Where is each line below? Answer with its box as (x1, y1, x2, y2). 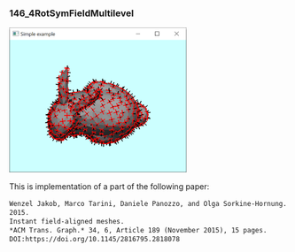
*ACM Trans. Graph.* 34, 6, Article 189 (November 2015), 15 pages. (9, 226, 268, 235)
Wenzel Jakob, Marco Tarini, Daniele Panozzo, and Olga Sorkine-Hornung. (9, 200, 288, 209)
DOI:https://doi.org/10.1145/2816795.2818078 (9, 235, 180, 244)
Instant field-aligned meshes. (9, 218, 125, 226)
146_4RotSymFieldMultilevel (9, 7, 135, 19)
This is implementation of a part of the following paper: (9, 181, 210, 192)
